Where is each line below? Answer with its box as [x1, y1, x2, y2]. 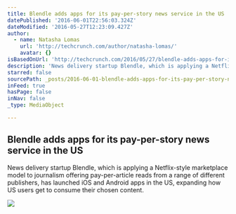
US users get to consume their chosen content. [7, 185, 144, 194]
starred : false [7, 69, 52, 76]
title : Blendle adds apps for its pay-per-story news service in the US [7, 10, 225, 18]
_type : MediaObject [7, 102, 65, 109]
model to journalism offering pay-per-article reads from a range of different [7, 170, 225, 179]
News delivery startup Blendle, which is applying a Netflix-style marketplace [7, 163, 228, 172]
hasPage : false [7, 88, 52, 95]
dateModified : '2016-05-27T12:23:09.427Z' [7, 23, 133, 30]
